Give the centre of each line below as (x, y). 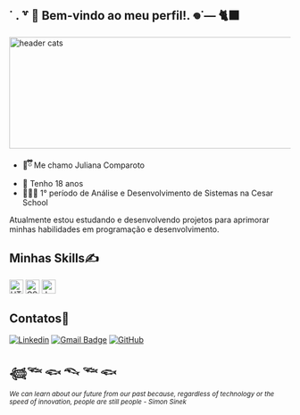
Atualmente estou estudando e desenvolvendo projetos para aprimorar (139, 220)
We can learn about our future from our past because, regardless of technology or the (142, 394)
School (35, 202)
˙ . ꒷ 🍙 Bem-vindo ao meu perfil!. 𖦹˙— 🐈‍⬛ (125, 16)
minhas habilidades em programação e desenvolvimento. (115, 229)
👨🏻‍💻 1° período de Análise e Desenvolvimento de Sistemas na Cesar (148, 193)
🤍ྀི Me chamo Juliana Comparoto (83, 165)
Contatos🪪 (39, 319)
